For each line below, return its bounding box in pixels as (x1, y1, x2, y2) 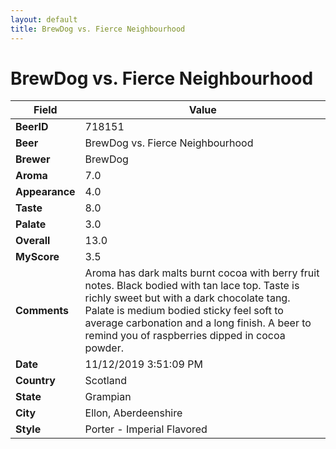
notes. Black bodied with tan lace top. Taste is (84, 279, 300, 293)
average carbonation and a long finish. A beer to (84, 316, 312, 330)
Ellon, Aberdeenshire (84, 406, 183, 420)
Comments (15, 304, 70, 318)
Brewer (15, 152, 51, 166)
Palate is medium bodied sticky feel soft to (84, 304, 284, 318)
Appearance (15, 185, 76, 199)
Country (15, 374, 56, 388)
